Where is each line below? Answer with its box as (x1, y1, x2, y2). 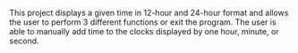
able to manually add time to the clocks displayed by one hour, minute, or (9, 26, 279, 36)
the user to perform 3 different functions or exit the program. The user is (9, 17, 277, 27)
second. (9, 35, 39, 46)
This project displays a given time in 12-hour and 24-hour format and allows (9, 8, 289, 18)
